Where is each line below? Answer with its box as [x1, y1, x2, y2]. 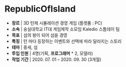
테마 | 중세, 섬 [11, 44, 38, 50]
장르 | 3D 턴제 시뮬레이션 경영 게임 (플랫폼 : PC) [11, 20, 103, 26]
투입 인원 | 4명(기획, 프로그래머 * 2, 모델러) [11, 50, 93, 56]
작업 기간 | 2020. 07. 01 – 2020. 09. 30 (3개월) [11, 56, 102, 62]
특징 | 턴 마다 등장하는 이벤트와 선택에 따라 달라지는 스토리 [11, 38, 122, 44]
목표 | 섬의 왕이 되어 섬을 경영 [11, 32, 67, 38]
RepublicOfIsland [4, 3, 76, 15]
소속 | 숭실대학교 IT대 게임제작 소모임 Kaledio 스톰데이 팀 [11, 26, 120, 32]
